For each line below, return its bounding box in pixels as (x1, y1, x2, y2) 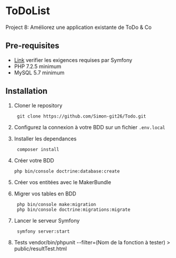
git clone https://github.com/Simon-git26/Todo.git (16, 113, 147, 119)
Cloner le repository (14, 102, 63, 109)
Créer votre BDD (14, 156, 54, 164)
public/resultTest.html (14, 245, 67, 252)
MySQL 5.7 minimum (14, 69, 65, 76)
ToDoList (5, 4, 51, 18)
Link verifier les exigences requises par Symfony (14, 56, 133, 63)
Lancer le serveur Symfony (14, 217, 80, 224)
